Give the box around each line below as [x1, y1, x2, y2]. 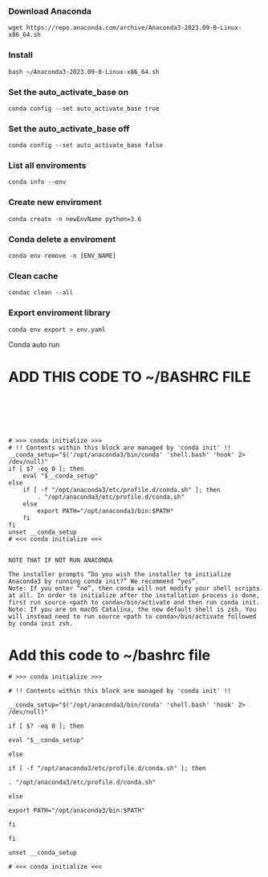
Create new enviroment [8, 197, 102, 208]
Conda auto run [8, 339, 60, 349]
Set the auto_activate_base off [8, 123, 130, 134]
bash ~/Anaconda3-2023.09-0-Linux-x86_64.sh [8, 68, 160, 76]
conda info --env [8, 178, 67, 186]
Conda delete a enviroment [8, 233, 116, 244]
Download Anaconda [8, 6, 92, 17]
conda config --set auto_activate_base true [8, 105, 160, 113]
